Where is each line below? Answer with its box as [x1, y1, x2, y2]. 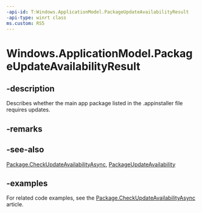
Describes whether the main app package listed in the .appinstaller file [6, 100, 183, 107]
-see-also [6, 144, 44, 155]
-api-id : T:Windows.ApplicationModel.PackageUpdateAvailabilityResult [6, 9, 189, 15]
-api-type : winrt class [6, 15, 67, 21]
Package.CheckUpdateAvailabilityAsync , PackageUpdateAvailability [6, 161, 176, 168]
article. [6, 201, 24, 208]
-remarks [6, 124, 43, 134]
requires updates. [6, 106, 50, 113]
